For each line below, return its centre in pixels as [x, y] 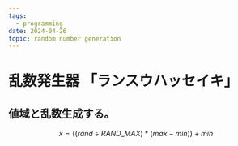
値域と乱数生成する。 [62, 113]
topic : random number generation [65, 39]
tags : [17, 16]
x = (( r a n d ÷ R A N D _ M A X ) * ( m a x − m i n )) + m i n [136, 134]
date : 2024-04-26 [38, 31]
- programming [39, 24]
